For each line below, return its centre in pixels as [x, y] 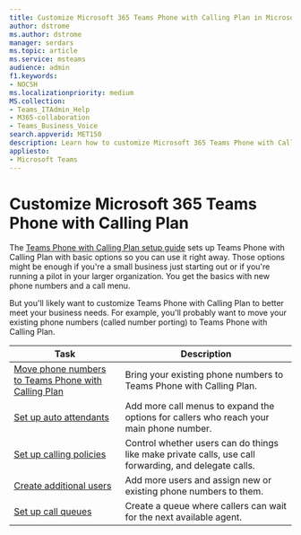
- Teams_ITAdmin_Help [50, 110]
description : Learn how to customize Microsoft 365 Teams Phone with [142, 143]
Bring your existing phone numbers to [204, 375]
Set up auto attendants [61, 417]
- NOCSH [24, 84]
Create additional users [63, 486]
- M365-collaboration [50, 118]
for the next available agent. [184, 517]
